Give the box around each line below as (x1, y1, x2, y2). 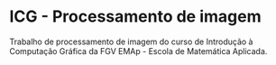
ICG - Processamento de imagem (9, 6, 262, 27)
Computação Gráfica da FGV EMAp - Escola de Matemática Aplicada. (9, 45, 268, 56)
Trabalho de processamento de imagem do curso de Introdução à (9, 36, 253, 47)
